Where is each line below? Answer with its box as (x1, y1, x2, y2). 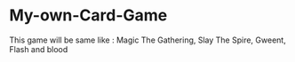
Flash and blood (9, 43, 68, 54)
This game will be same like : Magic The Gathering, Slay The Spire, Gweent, (9, 35, 286, 45)
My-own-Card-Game (9, 5, 168, 26)
